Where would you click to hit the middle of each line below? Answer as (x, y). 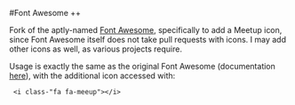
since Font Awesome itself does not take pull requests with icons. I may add (148, 40)
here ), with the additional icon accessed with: (92, 76)
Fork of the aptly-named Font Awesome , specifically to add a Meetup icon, (146, 30)
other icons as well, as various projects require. (96, 49)
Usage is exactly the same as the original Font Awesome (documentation (142, 66)
